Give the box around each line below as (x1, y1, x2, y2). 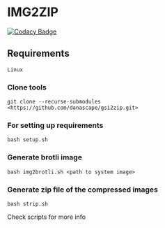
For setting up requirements (7, 120, 104, 130)
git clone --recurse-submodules (7, 99, 101, 106)
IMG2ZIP (7, 4, 59, 20)
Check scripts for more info (7, 213, 86, 221)
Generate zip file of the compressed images (7, 185, 158, 194)
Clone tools (7, 82, 47, 92)
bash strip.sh (7, 200, 49, 207)
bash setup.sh (7, 136, 49, 143)
